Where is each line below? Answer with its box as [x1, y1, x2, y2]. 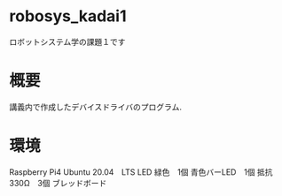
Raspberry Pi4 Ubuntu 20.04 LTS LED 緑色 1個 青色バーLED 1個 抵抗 [9, 166, 273, 177]
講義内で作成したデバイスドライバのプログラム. [9, 102, 182, 112]
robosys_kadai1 [9, 6, 127, 26]
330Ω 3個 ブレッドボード [9, 177, 107, 188]
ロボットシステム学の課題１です [9, 36, 126, 47]
